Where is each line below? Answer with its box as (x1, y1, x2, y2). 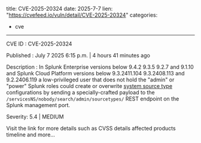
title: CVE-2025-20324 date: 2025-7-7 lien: (6, 5, 113, 12)
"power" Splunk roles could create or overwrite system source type (6, 83, 172, 89)
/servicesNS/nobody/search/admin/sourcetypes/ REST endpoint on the (6, 95, 179, 102)
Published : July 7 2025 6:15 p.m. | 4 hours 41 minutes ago (6, 52, 151, 59)
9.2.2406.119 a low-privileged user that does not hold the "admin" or (6, 76, 175, 83)
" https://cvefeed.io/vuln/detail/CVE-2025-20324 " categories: (6, 11, 158, 19)
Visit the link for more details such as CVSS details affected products (6, 125, 176, 132)
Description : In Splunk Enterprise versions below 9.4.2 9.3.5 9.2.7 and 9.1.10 (6, 63, 194, 71)
